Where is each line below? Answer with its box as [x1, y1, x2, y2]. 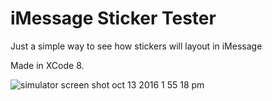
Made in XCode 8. [10, 59, 85, 71]
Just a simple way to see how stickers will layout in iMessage [10, 40, 263, 52]
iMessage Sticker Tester [10, 7, 217, 30]
